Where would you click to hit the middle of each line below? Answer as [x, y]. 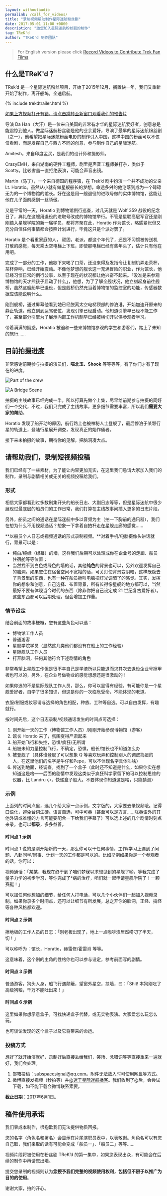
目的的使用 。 [18, 1178]
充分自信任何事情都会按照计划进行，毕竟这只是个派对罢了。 [66, 229]
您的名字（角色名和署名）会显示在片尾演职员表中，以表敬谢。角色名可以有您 [83, 1138]
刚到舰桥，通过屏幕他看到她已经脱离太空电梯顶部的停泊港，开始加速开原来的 [83, 304]
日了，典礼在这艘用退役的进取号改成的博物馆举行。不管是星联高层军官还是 [81, 216]
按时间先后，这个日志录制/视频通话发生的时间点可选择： [63, 719]
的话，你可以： [20, 861]
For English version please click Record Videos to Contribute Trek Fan [89, 52]
